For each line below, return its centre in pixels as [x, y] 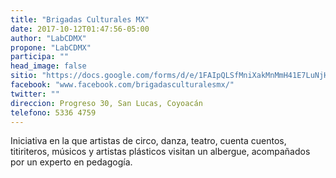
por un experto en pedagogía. [71, 162]
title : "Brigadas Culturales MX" [80, 19]
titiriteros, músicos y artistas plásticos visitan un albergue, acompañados [160, 152]
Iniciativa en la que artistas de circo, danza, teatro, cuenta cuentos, [148, 141]
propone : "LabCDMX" [51, 47]
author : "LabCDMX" [48, 38]
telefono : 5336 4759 [53, 112]
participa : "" [40, 57]
